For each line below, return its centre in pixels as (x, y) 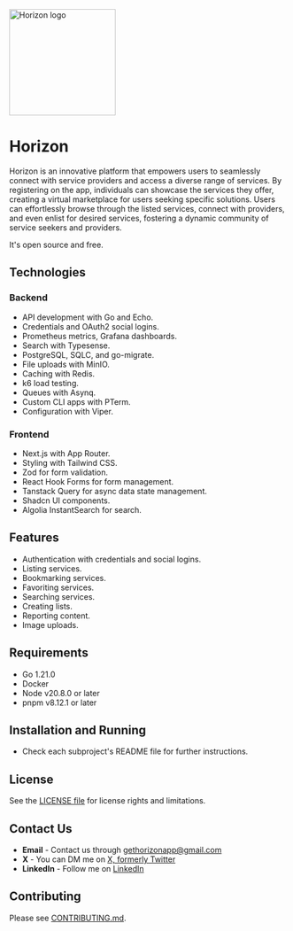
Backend (29, 298)
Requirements (49, 653)
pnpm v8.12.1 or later (59, 702)
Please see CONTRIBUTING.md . (68, 918)
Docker (35, 683)
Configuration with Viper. (67, 411)
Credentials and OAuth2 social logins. (90, 326)
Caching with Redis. (58, 373)
